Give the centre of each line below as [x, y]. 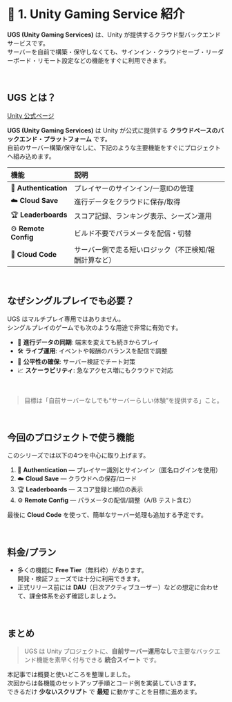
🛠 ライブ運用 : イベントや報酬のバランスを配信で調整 [92, 351]
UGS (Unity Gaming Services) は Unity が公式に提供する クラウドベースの [113, 130]
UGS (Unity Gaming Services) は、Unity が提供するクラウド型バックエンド [114, 35]
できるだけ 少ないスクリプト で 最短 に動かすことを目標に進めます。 [104, 692]
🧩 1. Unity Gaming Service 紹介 [96, 14]
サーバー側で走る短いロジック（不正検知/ [141, 249]
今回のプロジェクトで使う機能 [71, 437]
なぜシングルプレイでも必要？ [71, 301]
